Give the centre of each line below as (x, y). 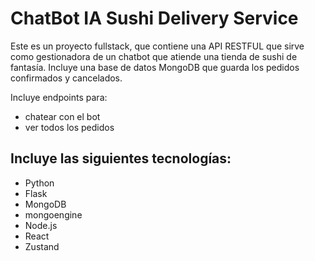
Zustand (42, 246)
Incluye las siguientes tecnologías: (121, 158)
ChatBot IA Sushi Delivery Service (154, 18)
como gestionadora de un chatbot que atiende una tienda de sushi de (154, 56)
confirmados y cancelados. (66, 78)
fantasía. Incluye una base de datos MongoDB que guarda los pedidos (155, 67)
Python (39, 183)
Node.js (41, 225)
